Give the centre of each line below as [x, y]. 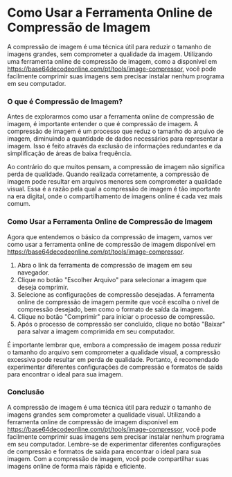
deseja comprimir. [43, 287]
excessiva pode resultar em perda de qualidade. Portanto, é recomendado [113, 359]
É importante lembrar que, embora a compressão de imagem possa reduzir [114, 345]
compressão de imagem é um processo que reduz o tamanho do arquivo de [115, 131]
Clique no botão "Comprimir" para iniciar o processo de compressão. [116, 316]
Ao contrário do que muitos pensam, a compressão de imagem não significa [116, 167]
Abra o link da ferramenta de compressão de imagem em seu [105, 265]
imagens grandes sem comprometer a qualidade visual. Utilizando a [104, 415]
